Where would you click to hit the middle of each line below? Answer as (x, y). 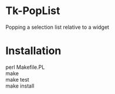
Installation (33, 51)
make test (18, 79)
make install (20, 86)
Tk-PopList (33, 11)
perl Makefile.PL (25, 67)
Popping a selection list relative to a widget (58, 27)
